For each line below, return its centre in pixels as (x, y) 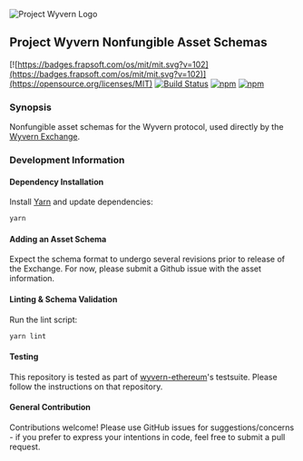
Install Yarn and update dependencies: (81, 202)
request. (25, 446)
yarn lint (28, 336)
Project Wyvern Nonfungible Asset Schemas (138, 42)
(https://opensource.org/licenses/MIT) (81, 83)
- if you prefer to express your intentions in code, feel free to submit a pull (147, 436)
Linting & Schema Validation (64, 299)
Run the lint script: (44, 319)
